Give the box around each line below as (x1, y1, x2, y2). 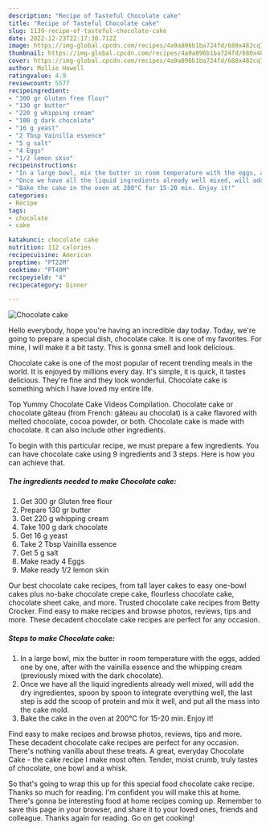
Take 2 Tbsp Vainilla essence (19, 540, 117, 549)
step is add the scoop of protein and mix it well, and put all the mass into (19, 697, 260, 706)
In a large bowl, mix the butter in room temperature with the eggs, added (19, 654, 260, 664)
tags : (8, 206, 27, 214)
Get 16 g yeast (19, 531, 68, 540)
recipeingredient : (8, 86, 70, 95)
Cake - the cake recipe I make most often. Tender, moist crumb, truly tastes (8, 755, 259, 765)
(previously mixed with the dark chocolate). (19, 671, 164, 680)
